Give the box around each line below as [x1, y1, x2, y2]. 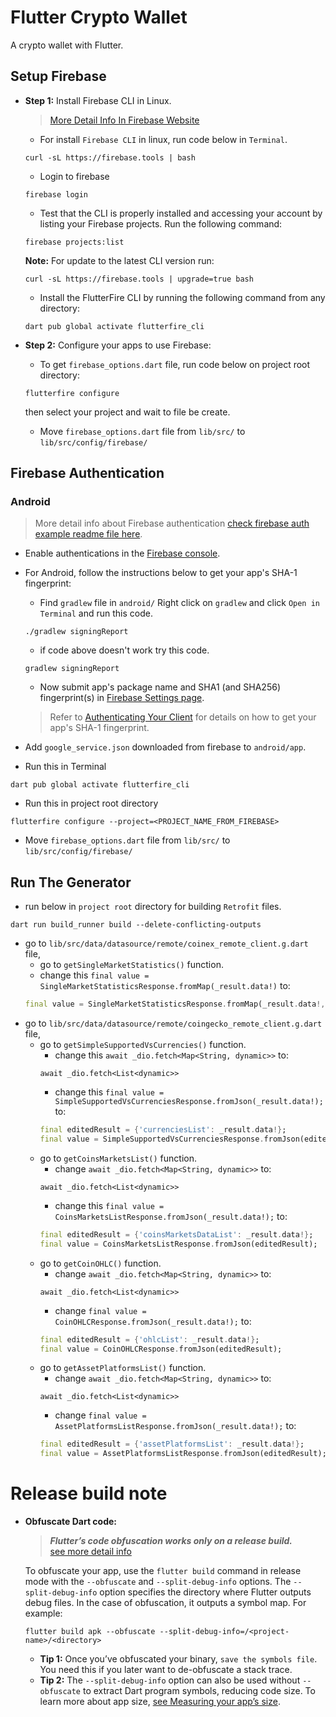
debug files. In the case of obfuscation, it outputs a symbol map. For [24, 1597, 307, 1609]
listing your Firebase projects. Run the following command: [39, 217, 283, 230]
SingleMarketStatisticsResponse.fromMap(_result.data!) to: [39, 980, 291, 992]
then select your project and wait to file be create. [24, 406, 231, 418]
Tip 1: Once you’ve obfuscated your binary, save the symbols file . [39, 1653, 318, 1665]
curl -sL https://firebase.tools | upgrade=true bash [24, 274, 254, 284]
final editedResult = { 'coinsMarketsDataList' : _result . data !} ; [39, 1229, 314, 1240]
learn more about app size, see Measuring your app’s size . [39, 1696, 281, 1708]
